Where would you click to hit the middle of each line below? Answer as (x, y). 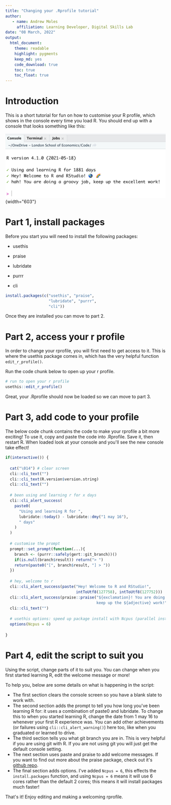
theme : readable (32, 48)
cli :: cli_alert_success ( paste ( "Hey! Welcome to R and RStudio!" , (81, 587)
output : (13, 38)
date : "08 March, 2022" (31, 32)
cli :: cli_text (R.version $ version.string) (54, 479)
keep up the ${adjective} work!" (132, 603)
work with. (24, 700)
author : (13, 16)
